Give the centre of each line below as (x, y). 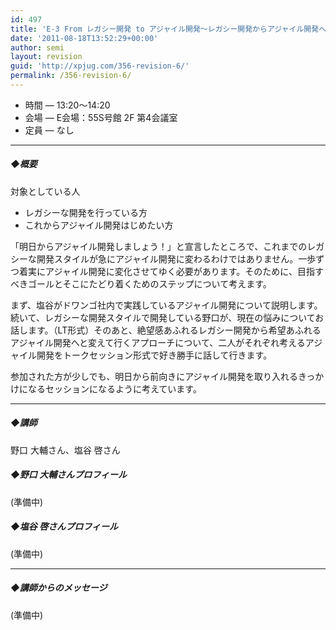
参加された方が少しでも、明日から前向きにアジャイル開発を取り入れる (154, 376)
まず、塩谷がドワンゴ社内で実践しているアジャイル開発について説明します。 (166, 305)
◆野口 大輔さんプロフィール (68, 475)
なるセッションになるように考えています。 (114, 388)
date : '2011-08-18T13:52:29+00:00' (84, 38)
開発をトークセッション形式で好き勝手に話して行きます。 (154, 355)
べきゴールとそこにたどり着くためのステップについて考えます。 (141, 283)
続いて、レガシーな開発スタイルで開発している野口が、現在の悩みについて (163, 317)
